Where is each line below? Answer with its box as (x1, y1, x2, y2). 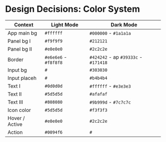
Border (7, 56, 24, 63)
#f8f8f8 (44, 60, 63, 65)
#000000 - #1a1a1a (89, 30, 131, 36)
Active (7, 121, 23, 128)
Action (7, 129, 23, 136)
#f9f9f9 (44, 38, 63, 44)
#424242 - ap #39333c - (89, 53, 143, 60)
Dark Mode (110, 21, 137, 28)
